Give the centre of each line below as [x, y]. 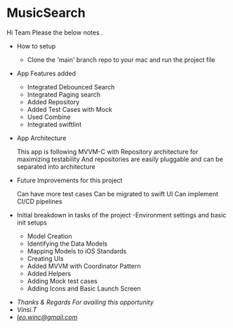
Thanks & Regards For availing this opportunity [85, 302]
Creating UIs [45, 258]
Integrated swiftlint [54, 124]
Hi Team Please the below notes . [55, 32]
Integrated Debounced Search [71, 87]
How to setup [36, 46]
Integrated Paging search [64, 94]
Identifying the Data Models [67, 244]
